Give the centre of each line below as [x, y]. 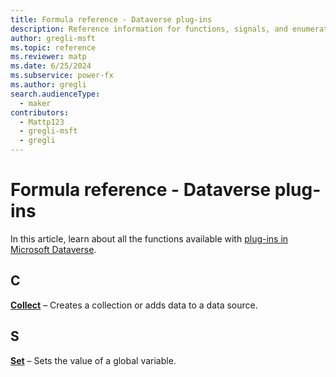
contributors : [40, 112]
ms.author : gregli [48, 85]
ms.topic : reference [53, 47]
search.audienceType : [55, 94]
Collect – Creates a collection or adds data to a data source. [134, 305]
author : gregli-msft [53, 38]
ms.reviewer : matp [48, 57]
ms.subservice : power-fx [62, 76]
